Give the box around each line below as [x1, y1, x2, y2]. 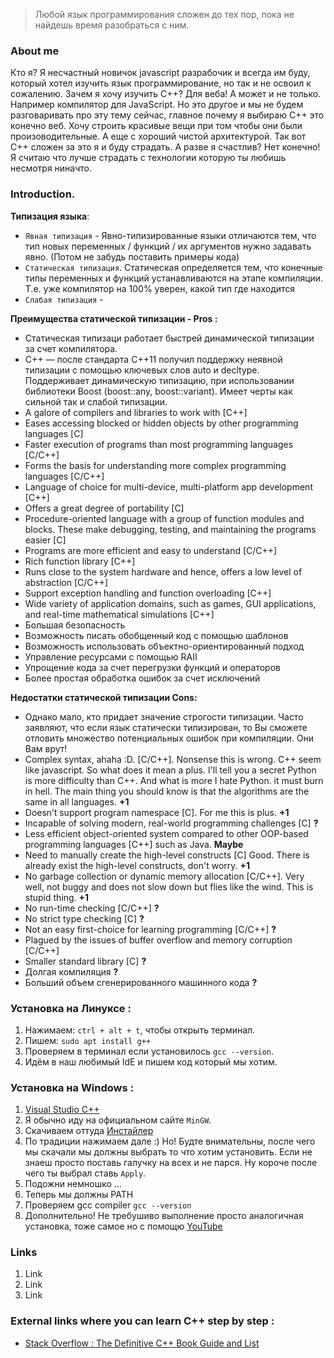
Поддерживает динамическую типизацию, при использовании [24, 374, 295, 386]
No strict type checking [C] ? [24, 912, 145, 924]
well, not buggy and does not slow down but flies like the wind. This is [24, 880, 314, 893]
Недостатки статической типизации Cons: [10, 691, 198, 703]
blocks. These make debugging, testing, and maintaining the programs [24, 523, 317, 535]
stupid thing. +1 [24, 891, 90, 903]
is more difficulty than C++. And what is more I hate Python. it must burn [24, 774, 324, 786]
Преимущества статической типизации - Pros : [10, 312, 218, 324]
